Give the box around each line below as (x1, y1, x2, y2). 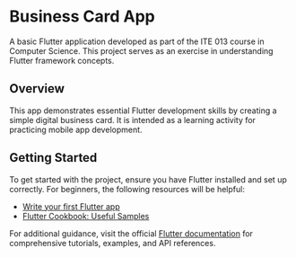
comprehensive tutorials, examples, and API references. (9, 237, 216, 248)
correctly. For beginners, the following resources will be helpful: (9, 183, 245, 194)
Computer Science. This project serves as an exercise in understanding (9, 45, 274, 56)
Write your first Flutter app (22, 200, 121, 212)
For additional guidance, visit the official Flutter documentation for (9, 227, 254, 239)
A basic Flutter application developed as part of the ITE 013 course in (9, 36, 265, 47)
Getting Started (9, 150, 98, 165)
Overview (9, 81, 65, 96)
